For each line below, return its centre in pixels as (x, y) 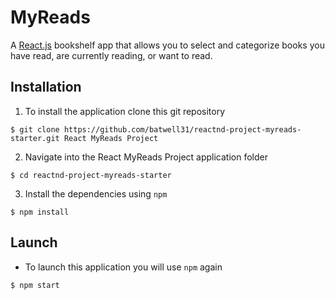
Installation (46, 87)
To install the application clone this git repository (125, 111)
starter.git (35, 138)
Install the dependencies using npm (96, 193)
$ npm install (40, 212)
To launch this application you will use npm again (123, 267)
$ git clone (35, 129)
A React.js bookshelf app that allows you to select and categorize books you (167, 45)
